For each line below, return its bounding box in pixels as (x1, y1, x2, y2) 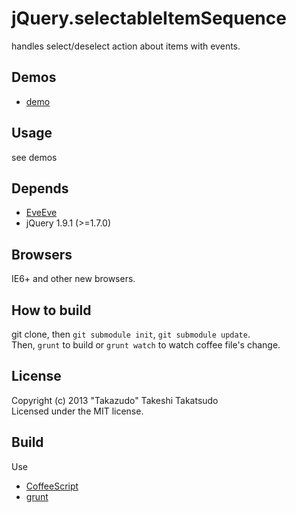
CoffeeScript (25, 480, 79, 492)
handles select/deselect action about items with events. (11, 40, 241, 52)
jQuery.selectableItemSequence (11, 7, 287, 30)
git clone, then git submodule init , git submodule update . (11, 328, 251, 340)
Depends (11, 180, 69, 197)
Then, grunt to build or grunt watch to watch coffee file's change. (11, 339, 281, 351)
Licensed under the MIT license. (11, 405, 144, 417)
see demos (11, 151, 58, 163)
